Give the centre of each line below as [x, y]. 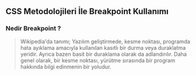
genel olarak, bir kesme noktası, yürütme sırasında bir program [97, 60]
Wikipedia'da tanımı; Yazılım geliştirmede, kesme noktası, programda [105, 41]
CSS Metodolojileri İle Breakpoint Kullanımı [87, 12]
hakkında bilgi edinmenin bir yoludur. [66, 66]
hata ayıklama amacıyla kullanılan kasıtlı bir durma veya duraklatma [103, 47]
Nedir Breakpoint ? [33, 28]
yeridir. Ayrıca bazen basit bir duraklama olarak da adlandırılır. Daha [103, 54]
